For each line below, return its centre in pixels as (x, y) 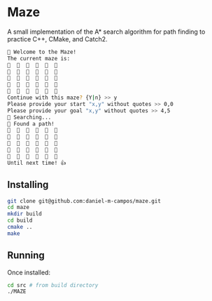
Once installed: (29, 272)
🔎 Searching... (29, 117)
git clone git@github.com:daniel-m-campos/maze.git (84, 201)
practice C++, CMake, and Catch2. (57, 39)
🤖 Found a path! (31, 123)
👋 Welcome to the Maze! (42, 52)
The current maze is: (39, 58)
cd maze (19, 208)
